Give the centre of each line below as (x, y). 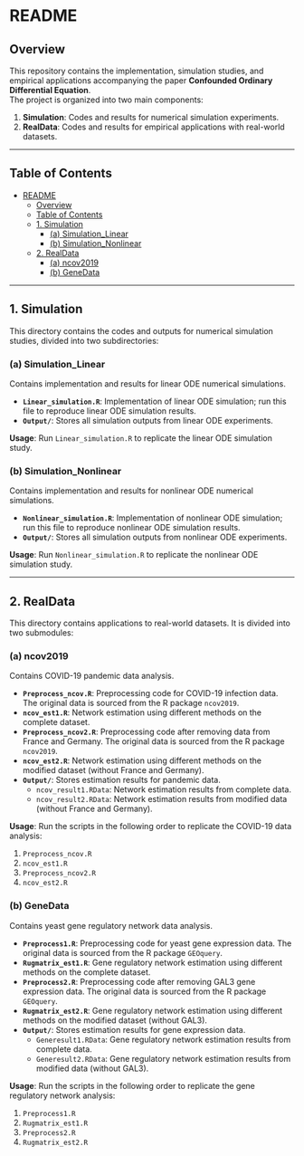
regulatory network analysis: (62, 1095)
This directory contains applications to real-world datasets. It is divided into (150, 623)
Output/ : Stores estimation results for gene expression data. (134, 1029)
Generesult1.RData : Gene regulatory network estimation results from (163, 1039)
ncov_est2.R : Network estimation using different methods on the (142, 760)
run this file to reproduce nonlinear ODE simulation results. (132, 528)
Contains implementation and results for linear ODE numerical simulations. (148, 383)
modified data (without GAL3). (92, 1068)
